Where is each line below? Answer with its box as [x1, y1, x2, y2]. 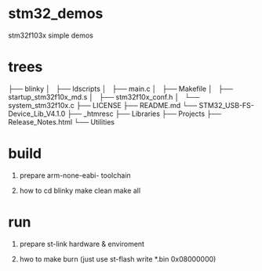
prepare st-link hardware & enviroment [19, 239, 145, 248]
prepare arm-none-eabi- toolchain [19, 170, 131, 180]
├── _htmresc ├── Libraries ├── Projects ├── [67, 109, 222, 118]
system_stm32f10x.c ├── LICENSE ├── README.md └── [8, 100, 198, 110]
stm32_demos [8, 5, 104, 23]
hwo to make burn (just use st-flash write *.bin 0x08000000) [19, 254, 217, 263]
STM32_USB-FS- [198, 100, 255, 110]
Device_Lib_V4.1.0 [8, 109, 66, 118]
